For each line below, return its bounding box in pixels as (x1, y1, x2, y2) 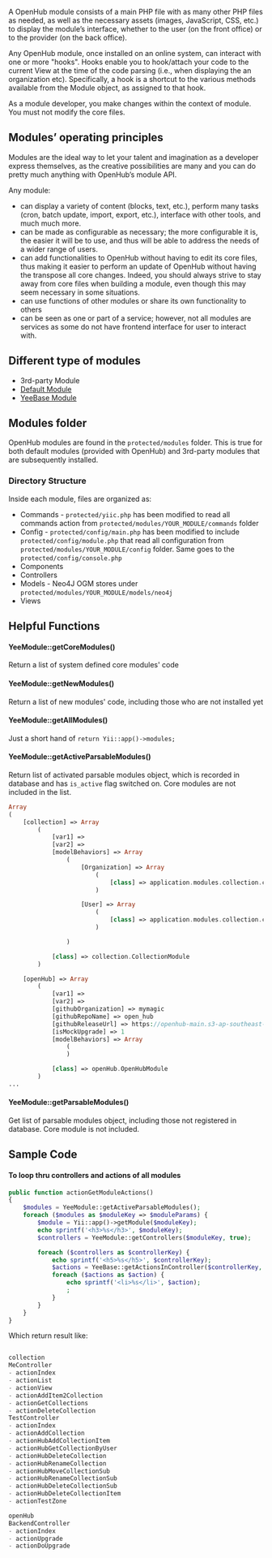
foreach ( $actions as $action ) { (51, 1271, 164, 1280)
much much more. (19, 218, 82, 228)
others (19, 304, 42, 314)
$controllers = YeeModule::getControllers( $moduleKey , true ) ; (37, 1233, 252, 1241)
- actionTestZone (8, 1497, 67, 1505)
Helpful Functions (8, 619, 100, 633)
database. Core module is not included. (8, 1124, 140, 1134)
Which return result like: (8, 1331, 88, 1340)
